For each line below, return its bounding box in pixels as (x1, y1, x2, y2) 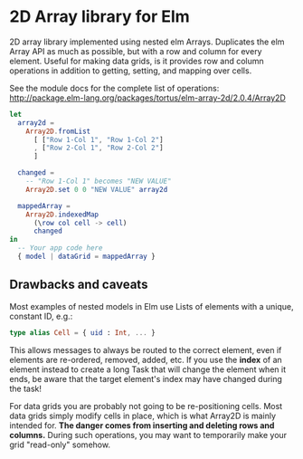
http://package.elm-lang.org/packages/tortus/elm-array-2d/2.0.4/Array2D (9, 92, 287, 103)
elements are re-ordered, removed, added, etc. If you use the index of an (9, 354, 282, 365)
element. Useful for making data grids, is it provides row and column (9, 55, 264, 66)
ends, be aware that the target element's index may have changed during (9, 373, 283, 384)
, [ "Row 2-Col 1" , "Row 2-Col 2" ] (33, 143, 165, 153)
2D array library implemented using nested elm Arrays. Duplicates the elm (9, 36, 285, 47)
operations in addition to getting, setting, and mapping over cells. (9, 65, 252, 76)
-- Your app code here (17, 244, 103, 253)
